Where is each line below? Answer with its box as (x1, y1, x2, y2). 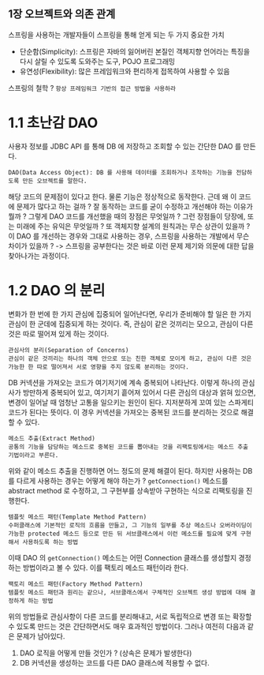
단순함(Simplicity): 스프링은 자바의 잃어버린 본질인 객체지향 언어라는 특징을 (19, 47, 251, 56)
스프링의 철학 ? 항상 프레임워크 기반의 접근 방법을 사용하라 (8, 83, 176, 92)
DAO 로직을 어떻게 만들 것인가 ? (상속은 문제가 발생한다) (19, 648, 192, 658)
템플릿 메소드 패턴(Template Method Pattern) (8, 512, 147, 521)
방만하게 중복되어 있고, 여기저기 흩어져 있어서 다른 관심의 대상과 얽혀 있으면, (22, 388, 256, 397)
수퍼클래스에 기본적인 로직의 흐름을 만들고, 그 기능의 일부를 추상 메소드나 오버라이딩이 (8, 521, 252, 529)
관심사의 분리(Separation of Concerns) (8, 346, 129, 354)
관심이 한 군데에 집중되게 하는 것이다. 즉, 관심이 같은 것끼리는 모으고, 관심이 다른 (8, 319, 254, 328)
